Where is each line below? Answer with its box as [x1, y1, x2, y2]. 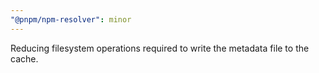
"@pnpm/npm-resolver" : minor [10, 14, 132, 25]
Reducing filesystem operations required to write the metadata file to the [10, 42, 310, 54]
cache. [10, 52, 39, 65]
